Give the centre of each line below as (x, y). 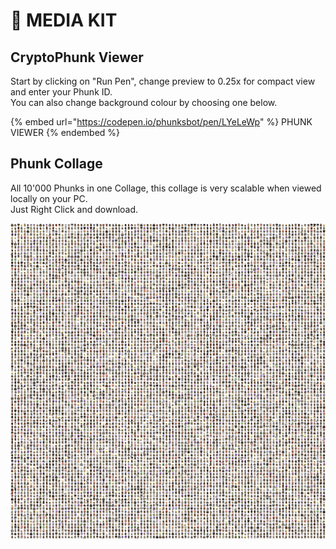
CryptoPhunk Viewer (77, 57)
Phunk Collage (56, 164)
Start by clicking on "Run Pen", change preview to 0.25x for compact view (163, 81)
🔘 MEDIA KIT (64, 20)
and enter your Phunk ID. (61, 92)
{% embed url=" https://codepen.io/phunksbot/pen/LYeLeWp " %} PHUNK (161, 122)
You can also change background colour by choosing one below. (144, 102)
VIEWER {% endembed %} (65, 132)
